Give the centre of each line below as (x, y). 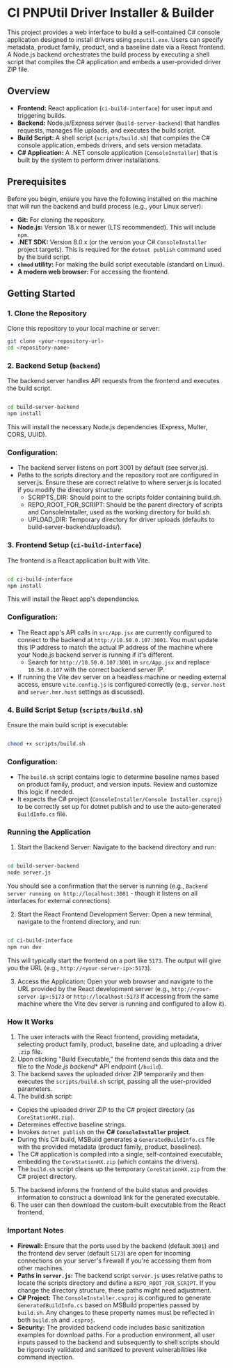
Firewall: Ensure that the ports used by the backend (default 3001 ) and (118, 1246)
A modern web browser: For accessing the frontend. (93, 272)
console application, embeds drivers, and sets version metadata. (110, 145)
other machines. (41, 1267)
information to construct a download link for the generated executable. (119, 1198)
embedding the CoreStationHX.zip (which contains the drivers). (108, 1162)
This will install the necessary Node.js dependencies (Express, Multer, (107, 427)
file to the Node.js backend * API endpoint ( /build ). (90, 1066)
